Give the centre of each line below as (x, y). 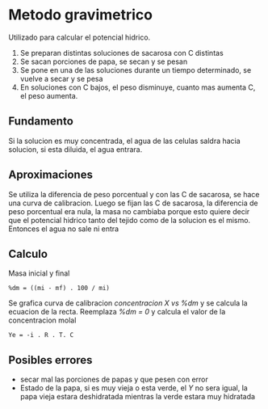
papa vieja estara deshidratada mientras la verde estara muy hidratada (138, 397)
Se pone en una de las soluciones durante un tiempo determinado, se (136, 70)
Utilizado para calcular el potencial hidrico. (80, 37)
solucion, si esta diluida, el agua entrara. (75, 149)
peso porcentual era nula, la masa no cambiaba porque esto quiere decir (129, 211)
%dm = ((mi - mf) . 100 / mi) (59, 289)
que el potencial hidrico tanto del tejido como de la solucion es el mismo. (130, 220)
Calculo (28, 253)
